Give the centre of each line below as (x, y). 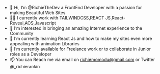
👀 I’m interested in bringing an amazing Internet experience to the (76, 28)
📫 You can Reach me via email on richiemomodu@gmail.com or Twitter (82, 59)
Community (21, 33)
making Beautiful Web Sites (38, 13)
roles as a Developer (30, 54)
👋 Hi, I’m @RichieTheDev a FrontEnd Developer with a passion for (76, 8)
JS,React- (115, 18)
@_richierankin (25, 66)
